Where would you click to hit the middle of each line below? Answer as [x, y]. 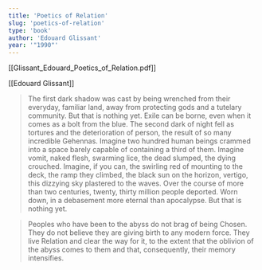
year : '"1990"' [33, 45]
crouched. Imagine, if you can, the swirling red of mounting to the [135, 166]
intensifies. [46, 258]
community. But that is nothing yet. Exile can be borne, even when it [139, 115]
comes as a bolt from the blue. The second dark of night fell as [131, 124]
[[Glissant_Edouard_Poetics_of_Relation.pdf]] [82, 68]
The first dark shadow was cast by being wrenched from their [129, 99]
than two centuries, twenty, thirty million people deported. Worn [133, 192]
